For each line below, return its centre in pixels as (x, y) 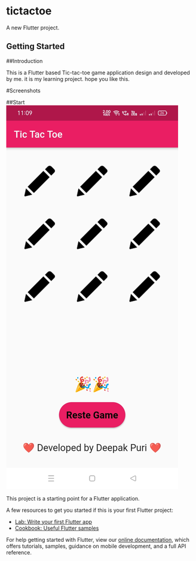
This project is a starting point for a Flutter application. (73, 498)
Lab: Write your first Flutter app (53, 521)
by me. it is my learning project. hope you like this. (68, 79)
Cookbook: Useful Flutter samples (57, 528)
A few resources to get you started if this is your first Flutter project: (90, 510)
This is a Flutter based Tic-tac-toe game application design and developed (98, 73)
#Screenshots (23, 91)
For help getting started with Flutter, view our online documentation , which (98, 539)
